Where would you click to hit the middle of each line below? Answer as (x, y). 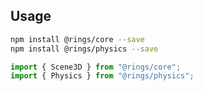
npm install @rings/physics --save (84, 49)
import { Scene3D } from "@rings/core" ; (96, 67)
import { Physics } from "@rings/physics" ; (102, 76)
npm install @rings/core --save (77, 39)
